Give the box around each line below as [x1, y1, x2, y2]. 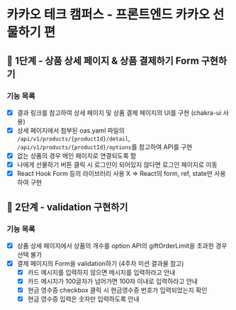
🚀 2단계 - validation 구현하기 [6, 201, 128, 213]
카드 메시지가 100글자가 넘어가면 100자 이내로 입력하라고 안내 [27, 277, 198, 286]
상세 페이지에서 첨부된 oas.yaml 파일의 [16, 126, 125, 135]
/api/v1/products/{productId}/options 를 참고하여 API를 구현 [16, 143, 193, 151]
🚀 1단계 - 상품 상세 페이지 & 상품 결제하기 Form [6, 55, 199, 67]
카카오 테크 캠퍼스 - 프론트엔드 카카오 [6, 6, 210, 23]
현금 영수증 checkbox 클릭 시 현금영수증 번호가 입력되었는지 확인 [27, 286, 208, 294]
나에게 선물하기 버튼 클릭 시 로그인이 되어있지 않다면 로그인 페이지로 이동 [16, 160, 218, 169]
